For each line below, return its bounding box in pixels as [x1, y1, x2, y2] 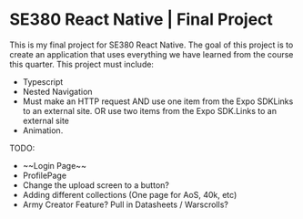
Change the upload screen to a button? [22, 179, 170, 191]
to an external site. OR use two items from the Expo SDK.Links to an [22, 105, 278, 116]
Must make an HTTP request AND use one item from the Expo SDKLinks [22, 96, 294, 107]
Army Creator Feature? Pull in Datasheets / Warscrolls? [22, 199, 229, 210]
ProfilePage [22, 170, 66, 181]
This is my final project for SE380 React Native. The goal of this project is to [9, 39, 294, 50]
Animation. [22, 124, 64, 136]
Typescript [22, 76, 64, 87]
